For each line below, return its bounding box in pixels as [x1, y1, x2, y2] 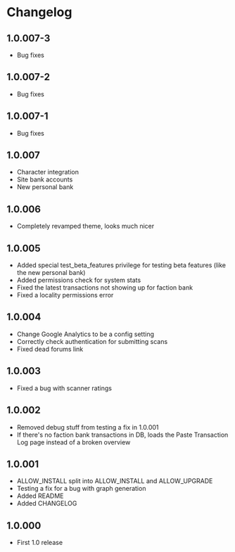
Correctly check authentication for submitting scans [16, 337, 168, 345]
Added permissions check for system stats [16, 276, 141, 285]
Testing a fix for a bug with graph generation [16, 484, 146, 493]
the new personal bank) [16, 269, 86, 277]
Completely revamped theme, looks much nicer [16, 222, 155, 231]
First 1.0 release [16, 539, 63, 547]
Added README [16, 492, 64, 500]
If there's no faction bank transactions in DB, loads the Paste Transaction [16, 430, 229, 439]
